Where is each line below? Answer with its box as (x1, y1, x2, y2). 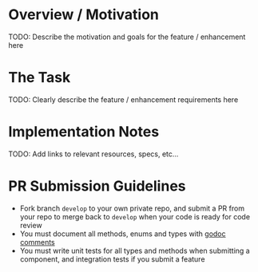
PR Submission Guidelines (8, 177, 186, 195)
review (19, 220, 42, 230)
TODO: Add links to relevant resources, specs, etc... (8, 149, 179, 159)
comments (19, 237, 55, 246)
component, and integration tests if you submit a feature (19, 254, 205, 264)
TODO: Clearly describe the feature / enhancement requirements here (8, 94, 239, 104)
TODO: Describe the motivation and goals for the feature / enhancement (8, 32, 246, 41)
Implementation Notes (8, 123, 160, 141)
